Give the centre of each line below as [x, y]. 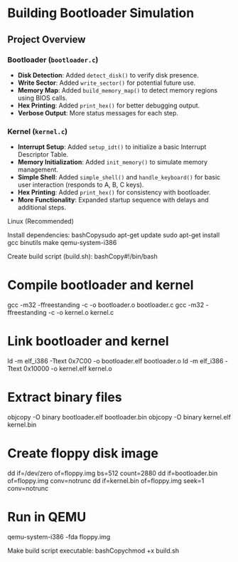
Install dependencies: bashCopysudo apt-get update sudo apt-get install [114, 235]
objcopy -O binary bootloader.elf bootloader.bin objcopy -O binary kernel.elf [119, 417]
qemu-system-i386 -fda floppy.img [59, 536]
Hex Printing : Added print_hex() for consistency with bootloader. [114, 192]
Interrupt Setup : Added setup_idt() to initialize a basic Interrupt [112, 147]
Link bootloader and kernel [88, 342]
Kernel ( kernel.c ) [38, 131]
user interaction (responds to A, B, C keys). [81, 185]
